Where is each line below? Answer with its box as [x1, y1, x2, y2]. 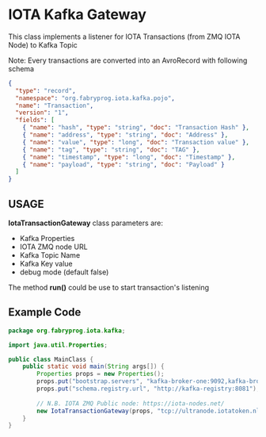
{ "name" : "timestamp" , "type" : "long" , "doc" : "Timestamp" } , [22, 153, 236, 161]
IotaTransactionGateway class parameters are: [8, 218, 164, 228]
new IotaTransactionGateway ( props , [36, 407, 154, 415]
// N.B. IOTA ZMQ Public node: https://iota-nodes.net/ [36, 399, 225, 408]
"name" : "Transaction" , [15, 102, 93, 109]
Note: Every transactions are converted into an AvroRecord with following [8, 56, 248, 65]
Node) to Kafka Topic [8, 40, 78, 49]
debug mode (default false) [19, 267, 109, 277]
